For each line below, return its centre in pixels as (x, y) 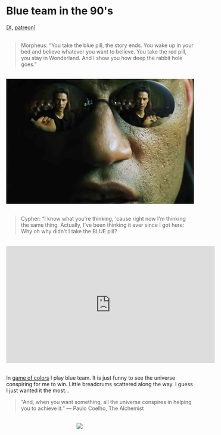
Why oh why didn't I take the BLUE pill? (69, 231)
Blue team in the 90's (60, 11)
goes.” (29, 64)
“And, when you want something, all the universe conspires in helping (106, 402)
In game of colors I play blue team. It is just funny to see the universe (91, 378)
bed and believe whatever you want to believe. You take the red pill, (104, 51)
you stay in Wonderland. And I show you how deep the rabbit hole (102, 58)
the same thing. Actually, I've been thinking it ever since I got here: (102, 225)
